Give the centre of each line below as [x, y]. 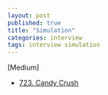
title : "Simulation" [42, 30]
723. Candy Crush [48, 83]
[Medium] [23, 67]
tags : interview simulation [54, 45]
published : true [34, 23]
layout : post [29, 15]
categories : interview [45, 38]
